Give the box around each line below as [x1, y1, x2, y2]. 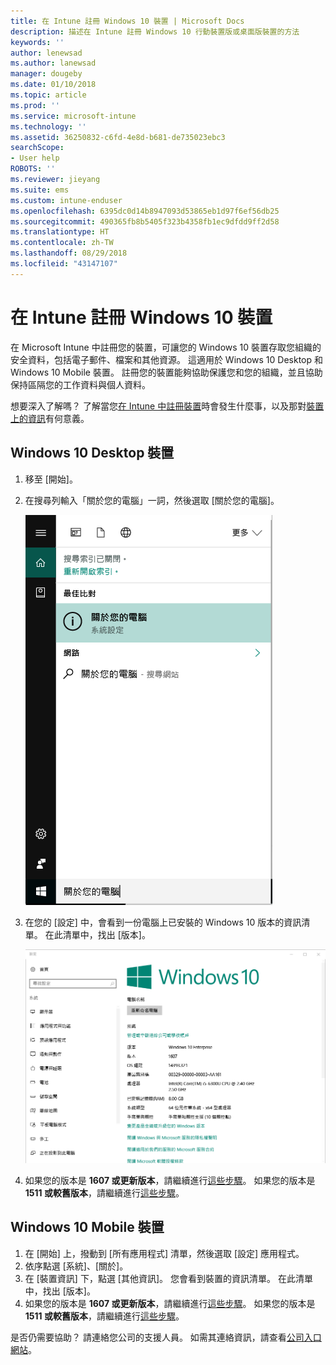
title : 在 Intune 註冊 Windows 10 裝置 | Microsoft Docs [10, 16, 245, 26]
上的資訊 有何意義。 [10, 412, 90, 424]
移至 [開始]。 [24, 473, 78, 485]
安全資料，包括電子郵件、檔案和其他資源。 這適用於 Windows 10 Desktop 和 [10, 353, 323, 365]
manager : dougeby [10, 69, 83, 79]
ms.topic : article [10, 90, 87, 100]
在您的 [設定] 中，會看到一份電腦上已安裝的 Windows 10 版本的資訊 [24, 916, 302, 928]
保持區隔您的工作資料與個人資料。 [10, 378, 151, 390]
